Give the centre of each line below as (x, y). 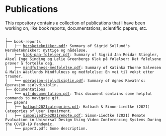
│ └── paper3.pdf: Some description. (46, 128)
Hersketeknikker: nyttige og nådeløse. (46, 50)
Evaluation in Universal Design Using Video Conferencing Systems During (83, 120)
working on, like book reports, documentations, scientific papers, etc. (76, 28)
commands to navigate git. (33, 98)
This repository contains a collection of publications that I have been (75, 23)
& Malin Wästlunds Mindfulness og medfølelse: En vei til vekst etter (80, 72)
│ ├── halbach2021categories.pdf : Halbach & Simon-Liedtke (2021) (78, 107)
